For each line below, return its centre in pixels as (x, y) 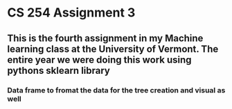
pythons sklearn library (59, 70)
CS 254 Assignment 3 (71, 13)
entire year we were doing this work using (99, 60)
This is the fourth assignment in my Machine (105, 38)
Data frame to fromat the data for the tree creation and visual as (116, 90)
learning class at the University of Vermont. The (113, 49)
